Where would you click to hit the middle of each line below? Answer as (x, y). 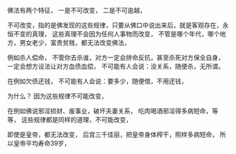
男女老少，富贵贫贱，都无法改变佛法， (75, 43)
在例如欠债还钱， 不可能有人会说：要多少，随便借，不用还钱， (97, 81)
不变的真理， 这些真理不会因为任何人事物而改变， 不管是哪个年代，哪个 (116, 34)
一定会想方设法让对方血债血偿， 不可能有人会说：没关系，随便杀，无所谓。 (116, 66)
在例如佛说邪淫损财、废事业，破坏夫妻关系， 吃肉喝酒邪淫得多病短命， (110, 111)
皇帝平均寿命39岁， (42, 143)
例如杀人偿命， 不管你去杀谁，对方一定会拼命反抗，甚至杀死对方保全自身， (116, 57)
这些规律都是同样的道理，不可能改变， (76, 120)
